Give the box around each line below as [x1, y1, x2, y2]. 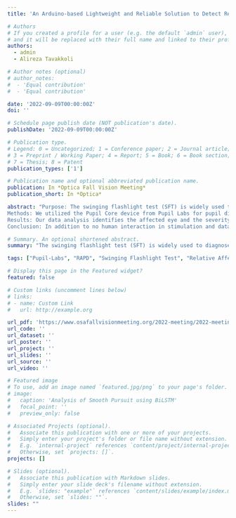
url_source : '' [7, 358, 52, 365]
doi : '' [7, 107, 30, 114]
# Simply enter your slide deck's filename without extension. [7, 481, 202, 488]
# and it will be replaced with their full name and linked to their [7, 36, 216, 43]
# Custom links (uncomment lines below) [7, 286, 128, 293]
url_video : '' [7, 364, 49, 372]
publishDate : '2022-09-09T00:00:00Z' [7, 126, 118, 133]
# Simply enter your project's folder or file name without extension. [7, 436, 228, 443]
